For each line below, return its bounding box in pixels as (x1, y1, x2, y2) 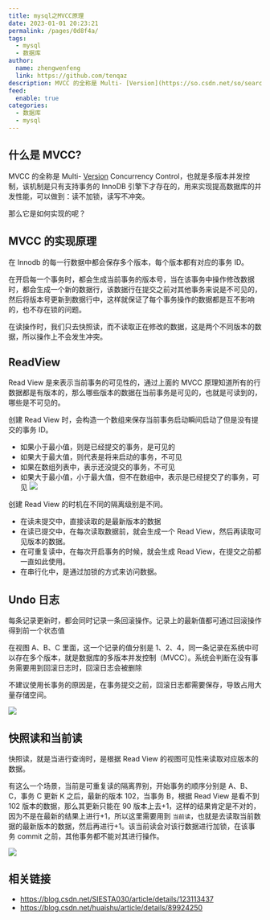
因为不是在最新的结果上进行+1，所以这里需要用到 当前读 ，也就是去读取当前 (8, 811, 255, 821)
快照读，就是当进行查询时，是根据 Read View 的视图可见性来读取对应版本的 (8, 753, 259, 763)
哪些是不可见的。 (8, 398, 65, 407)
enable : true (15, 94, 59, 102)
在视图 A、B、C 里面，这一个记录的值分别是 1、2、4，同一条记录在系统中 (8, 643, 252, 653)
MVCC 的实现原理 (8, 234, 97, 248)
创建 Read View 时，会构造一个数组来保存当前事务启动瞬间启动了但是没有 (8, 415, 252, 425)
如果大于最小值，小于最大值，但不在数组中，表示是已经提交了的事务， (19, 472, 253, 482)
